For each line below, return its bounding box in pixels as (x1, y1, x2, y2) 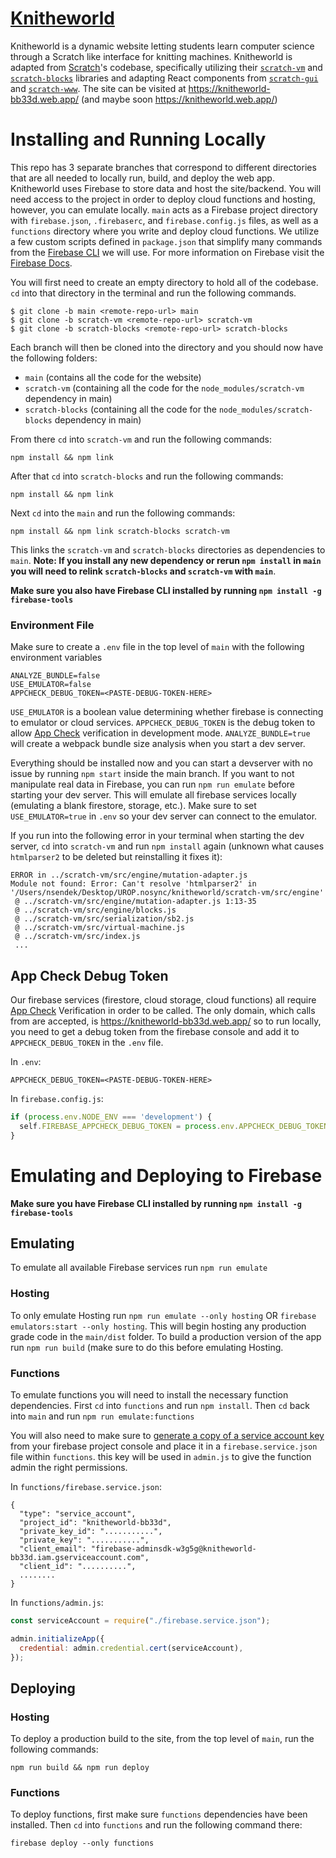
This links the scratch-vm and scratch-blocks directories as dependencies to (10, 543, 326, 556)
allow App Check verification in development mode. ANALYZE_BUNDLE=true (10, 727, 311, 739)
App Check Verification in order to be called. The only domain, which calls (10, 1004, 316, 1016)
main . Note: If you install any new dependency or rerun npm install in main (10, 554, 322, 566)
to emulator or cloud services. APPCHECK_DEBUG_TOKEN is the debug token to (10, 717, 316, 729)
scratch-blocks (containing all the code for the (24, 403, 217, 415)
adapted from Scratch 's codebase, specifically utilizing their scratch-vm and (10, 61, 323, 73)
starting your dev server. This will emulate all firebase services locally (10, 789, 297, 801)
